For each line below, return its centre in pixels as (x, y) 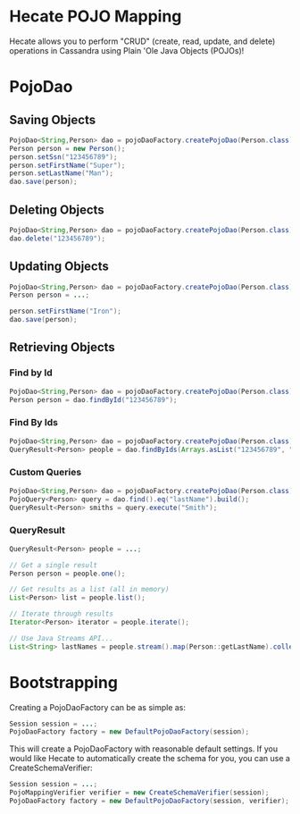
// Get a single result (54, 565)
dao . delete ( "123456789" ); (57, 239)
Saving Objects (53, 119)
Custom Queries (46, 473)
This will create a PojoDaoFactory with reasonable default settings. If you (144, 749)
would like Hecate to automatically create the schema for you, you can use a (150, 759)
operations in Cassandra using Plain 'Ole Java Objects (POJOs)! (127, 50)
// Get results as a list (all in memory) (89, 590)
